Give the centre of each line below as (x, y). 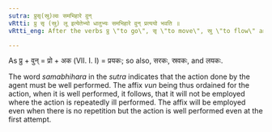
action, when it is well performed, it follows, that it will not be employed (127, 94)
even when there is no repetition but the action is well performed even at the (136, 111)
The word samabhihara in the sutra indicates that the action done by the (130, 76)
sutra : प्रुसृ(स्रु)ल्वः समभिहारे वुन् (50, 16)
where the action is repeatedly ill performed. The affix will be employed (127, 102)
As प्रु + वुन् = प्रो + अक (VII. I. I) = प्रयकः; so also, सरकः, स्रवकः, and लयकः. (116, 60)
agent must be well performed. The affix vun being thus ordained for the (129, 85)
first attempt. (30, 120)
